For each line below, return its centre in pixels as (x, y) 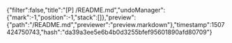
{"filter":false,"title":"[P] (40, 10)
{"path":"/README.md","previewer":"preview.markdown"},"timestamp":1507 (116, 25)
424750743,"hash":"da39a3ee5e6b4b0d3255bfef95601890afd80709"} (109, 32)
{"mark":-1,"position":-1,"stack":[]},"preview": (71, 17)
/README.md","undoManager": (120, 10)
